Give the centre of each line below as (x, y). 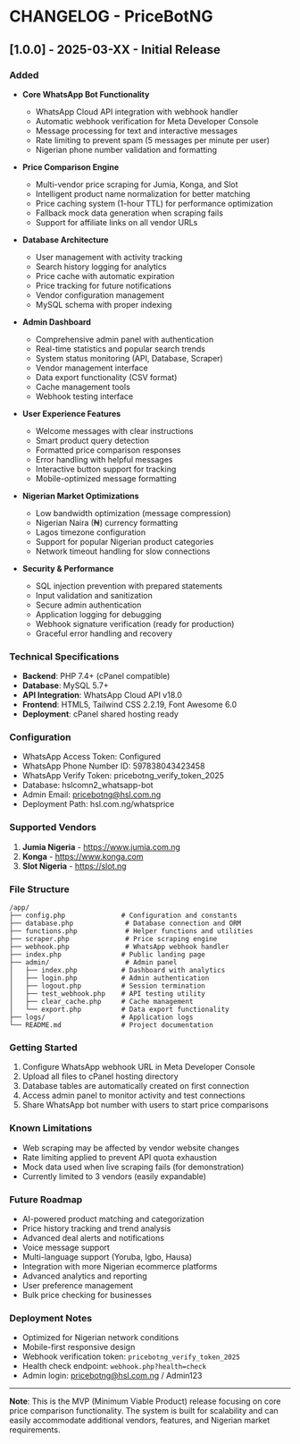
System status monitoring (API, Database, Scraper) (129, 358)
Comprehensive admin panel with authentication (125, 339)
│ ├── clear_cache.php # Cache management (101, 1002)
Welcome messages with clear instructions (114, 430)
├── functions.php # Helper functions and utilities (131, 931)
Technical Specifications (64, 657)
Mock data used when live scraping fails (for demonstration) (133, 1167)
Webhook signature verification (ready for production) (135, 624)
